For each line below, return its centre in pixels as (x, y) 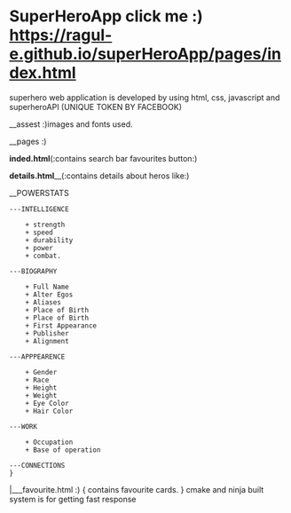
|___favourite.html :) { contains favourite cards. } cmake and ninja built (137, 489)
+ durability (49, 240)
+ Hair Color (49, 411)
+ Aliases (43, 302)
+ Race (37, 380)
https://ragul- (61, 35)
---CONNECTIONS (37, 465)
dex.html (43, 73)
